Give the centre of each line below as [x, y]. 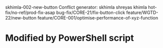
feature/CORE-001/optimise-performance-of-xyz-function [98, 18]
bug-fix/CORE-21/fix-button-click [91, 12]
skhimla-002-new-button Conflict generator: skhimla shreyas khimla [76, 7]
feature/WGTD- [142, 12]
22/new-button [21, 18]
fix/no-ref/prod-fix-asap [30, 12]
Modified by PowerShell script [70, 38]
